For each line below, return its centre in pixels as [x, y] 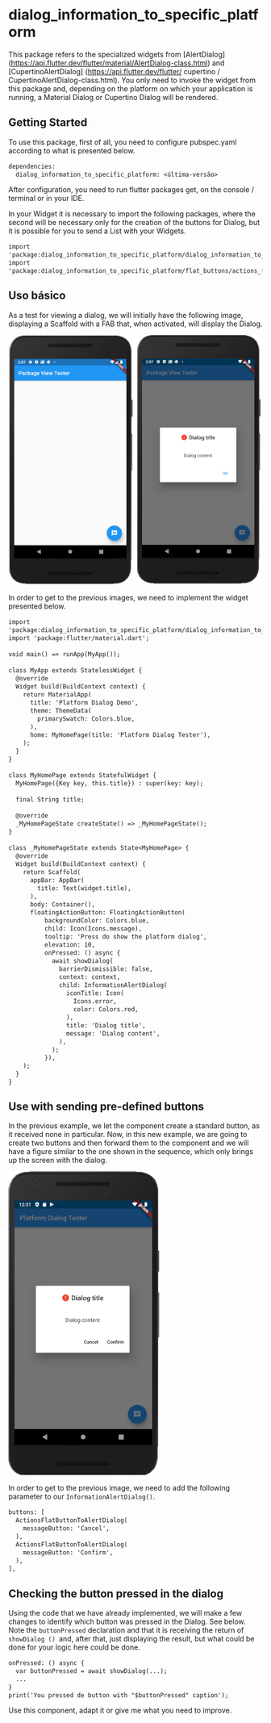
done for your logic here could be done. [75, 1647]
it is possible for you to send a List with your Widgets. [98, 231]
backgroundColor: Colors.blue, [97, 920]
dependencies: [32, 166]
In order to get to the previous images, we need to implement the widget [128, 597]
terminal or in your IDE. [46, 198]
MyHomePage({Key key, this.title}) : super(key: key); [110, 783]
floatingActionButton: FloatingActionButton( [107, 912]
